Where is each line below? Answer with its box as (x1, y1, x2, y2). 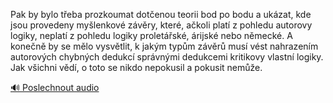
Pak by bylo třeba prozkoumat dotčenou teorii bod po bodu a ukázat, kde (10, 9, 312, 20)
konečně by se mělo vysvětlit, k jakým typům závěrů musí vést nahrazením (10, 40, 319, 52)
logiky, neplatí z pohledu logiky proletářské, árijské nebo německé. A (10, 30, 293, 41)
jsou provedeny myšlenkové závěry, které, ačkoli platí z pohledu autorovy (10, 19, 313, 31)
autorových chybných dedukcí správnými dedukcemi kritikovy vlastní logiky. (10, 51, 324, 63)
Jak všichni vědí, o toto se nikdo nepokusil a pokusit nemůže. (10, 62, 263, 73)
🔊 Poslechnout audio (10, 82, 100, 93)
